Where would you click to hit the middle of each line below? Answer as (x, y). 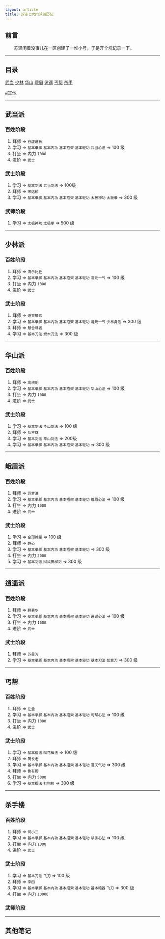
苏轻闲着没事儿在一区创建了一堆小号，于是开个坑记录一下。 (74, 48)
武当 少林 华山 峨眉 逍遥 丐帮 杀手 (39, 83)
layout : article (22, 10)
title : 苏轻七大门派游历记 (29, 14)
